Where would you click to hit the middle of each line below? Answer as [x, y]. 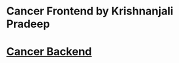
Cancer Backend [49, 52]
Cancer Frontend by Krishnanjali [90, 11]
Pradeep [28, 24]
